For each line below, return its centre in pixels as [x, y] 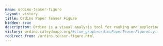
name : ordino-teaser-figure [33, 9]
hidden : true [18, 23]
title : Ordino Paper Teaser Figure [41, 18]
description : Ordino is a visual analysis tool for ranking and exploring [82, 27]
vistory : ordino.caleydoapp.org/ [39, 32]
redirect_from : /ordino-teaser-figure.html [50, 36]
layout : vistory [21, 14]
